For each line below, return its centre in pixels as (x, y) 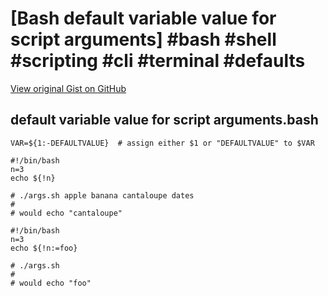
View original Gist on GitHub (68, 88)
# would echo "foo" (51, 283)
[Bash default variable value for (143, 18)
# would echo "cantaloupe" (66, 213)
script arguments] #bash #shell (143, 39)
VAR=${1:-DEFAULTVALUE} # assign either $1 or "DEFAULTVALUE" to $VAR (162, 143)
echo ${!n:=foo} (44, 248)
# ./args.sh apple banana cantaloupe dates (102, 195)
